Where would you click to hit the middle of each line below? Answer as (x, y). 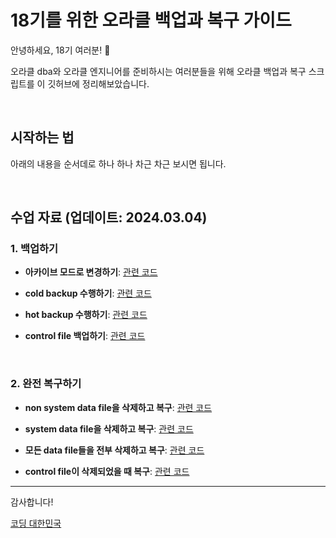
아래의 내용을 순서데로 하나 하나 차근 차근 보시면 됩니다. (118, 163)
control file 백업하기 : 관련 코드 (85, 336)
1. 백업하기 (34, 249)
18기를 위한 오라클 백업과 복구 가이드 (151, 20)
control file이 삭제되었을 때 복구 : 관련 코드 (107, 471)
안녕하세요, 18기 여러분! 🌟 (60, 50)
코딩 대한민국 (36, 523)
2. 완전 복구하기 (46, 384)
